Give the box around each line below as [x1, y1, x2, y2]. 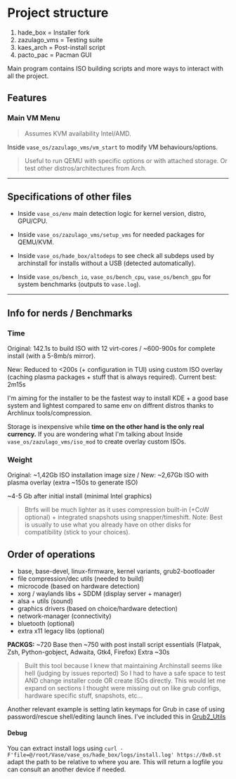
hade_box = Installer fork [17, 28, 90, 37]
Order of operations [7, 548, 96, 560]
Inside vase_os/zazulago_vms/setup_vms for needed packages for [17, 231, 205, 239]
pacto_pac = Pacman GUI [17, 51, 92, 59]
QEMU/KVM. [17, 238, 54, 247]
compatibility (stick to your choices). [24, 528, 131, 536]
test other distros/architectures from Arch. [24, 164, 147, 172]
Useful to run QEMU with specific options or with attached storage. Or [24, 156, 228, 165]
